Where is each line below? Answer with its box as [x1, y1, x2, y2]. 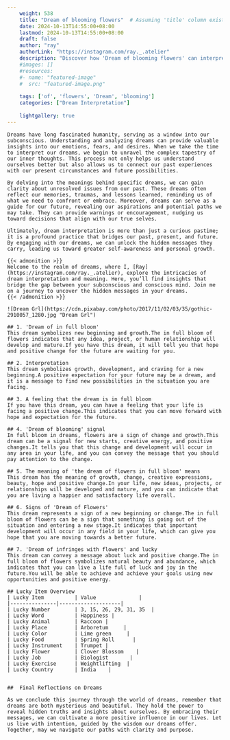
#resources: [19, 67, 53, 74]
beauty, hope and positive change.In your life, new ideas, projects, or [7, 480, 222, 486]
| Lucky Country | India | [7, 666, 112, 673]
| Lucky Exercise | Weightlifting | [7, 660, 130, 667]
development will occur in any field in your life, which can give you [7, 528, 216, 535]
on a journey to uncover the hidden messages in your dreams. [7, 287, 188, 294]
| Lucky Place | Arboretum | [7, 624, 127, 631]
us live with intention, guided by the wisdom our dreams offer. [7, 720, 197, 727]
